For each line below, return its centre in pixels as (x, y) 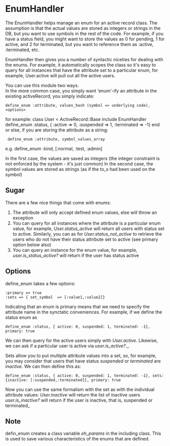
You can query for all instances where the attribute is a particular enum (87, 223)
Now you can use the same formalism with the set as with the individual (80, 389)
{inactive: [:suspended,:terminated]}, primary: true (63, 380)
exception (23, 217)
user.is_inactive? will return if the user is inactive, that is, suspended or (79, 400)
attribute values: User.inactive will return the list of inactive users (73, 394)
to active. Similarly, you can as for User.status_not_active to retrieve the (87, 234)
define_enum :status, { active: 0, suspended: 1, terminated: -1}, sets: (85, 375)
